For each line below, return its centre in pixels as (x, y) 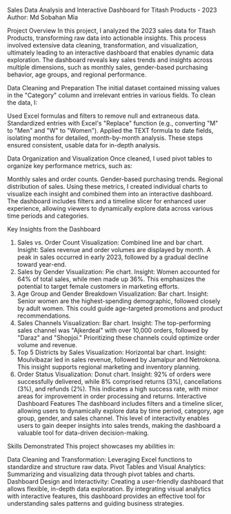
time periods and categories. (48, 216)
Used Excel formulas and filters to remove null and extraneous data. (103, 116)
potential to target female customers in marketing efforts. (98, 286)
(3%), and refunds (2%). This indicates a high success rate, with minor (118, 389)
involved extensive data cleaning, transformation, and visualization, (103, 45)
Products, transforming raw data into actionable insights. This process (107, 38)
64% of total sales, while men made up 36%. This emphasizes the (111, 279)
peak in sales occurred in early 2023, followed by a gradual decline (113, 257)
